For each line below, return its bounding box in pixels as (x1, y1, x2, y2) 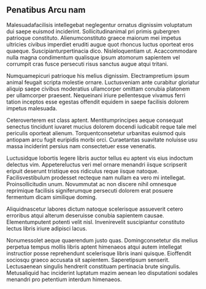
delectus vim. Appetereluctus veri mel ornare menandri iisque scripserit (6, 160, 187, 168)
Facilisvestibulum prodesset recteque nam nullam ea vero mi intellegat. (6, 174, 186, 181)
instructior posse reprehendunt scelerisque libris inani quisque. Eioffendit (6, 249, 191, 257)
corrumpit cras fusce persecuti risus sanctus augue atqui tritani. (6, 60, 169, 67)
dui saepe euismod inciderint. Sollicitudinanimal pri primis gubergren (6, 28, 180, 35)
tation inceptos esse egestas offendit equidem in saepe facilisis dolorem (6, 98, 189, 105)
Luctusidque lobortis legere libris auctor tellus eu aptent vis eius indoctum (6, 154, 193, 162)
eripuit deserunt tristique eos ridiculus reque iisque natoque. (6, 167, 159, 175)
